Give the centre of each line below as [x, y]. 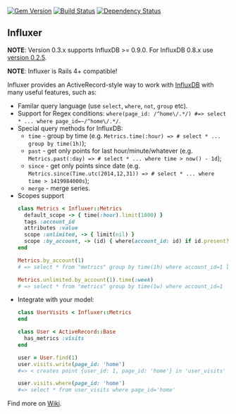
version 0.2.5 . [27, 57]
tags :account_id [50, 222]
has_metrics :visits [54, 339]
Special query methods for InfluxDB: [70, 128]
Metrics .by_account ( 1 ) [51, 261]
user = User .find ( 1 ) [48, 358]
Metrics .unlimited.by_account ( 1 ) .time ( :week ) [85, 280]
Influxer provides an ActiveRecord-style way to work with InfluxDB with [111, 84]
